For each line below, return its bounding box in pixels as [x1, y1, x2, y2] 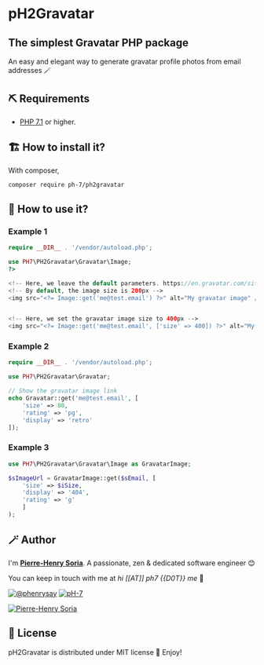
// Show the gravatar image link [8, 387, 118, 395]
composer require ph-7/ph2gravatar [8, 181, 125, 188]
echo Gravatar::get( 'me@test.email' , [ [8, 394, 139, 403]
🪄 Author [8, 533, 57, 546]
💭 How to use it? [8, 202, 89, 216]
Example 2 [8, 341, 49, 352]
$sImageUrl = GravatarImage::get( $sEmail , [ [8, 474, 156, 482]
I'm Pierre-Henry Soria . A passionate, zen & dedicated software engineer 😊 [8, 558, 255, 568]
